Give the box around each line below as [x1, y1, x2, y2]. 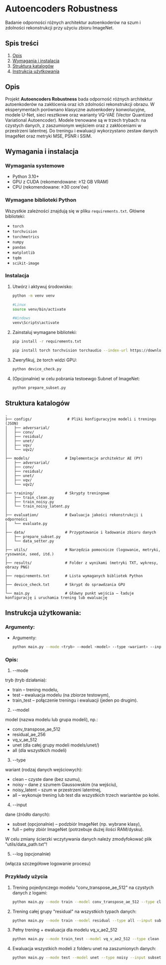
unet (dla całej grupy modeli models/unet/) [12, 742, 100, 748]
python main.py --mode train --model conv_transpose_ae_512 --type [12, 899, 155, 904]
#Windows [12, 316, 31, 321]
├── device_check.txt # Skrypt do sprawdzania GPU [5, 582, 125, 587]
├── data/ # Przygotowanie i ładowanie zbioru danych [5, 530, 156, 535]
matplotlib [12, 250, 35, 255]
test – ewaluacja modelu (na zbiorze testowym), [12, 692, 110, 698]
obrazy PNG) [5, 564, 30, 570]
